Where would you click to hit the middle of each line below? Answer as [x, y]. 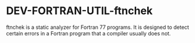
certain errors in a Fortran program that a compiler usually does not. [88, 33]
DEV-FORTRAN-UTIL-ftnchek [80, 11]
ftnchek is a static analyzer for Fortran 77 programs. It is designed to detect [98, 27]
